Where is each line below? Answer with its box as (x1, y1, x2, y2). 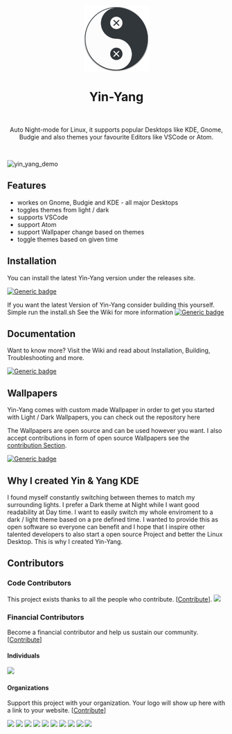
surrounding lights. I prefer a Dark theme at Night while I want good (7, 501, 199, 509)
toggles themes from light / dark (17, 205, 109, 214)
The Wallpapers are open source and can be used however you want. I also (7, 427, 222, 435)
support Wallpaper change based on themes (17, 228, 145, 236)
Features (7, 180, 46, 191)
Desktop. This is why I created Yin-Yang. (7, 538, 123, 545)
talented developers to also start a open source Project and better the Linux (7, 530, 223, 538)
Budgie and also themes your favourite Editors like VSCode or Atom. (19, 133, 214, 141)
